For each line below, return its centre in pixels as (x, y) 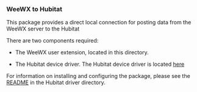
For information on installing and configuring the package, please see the (98, 76)
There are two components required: (52, 41)
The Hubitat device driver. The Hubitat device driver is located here (100, 64)
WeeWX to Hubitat (34, 9)
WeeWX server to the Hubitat (43, 29)
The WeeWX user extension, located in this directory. (82, 52)
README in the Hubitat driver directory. (56, 83)
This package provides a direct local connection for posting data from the (99, 23)
